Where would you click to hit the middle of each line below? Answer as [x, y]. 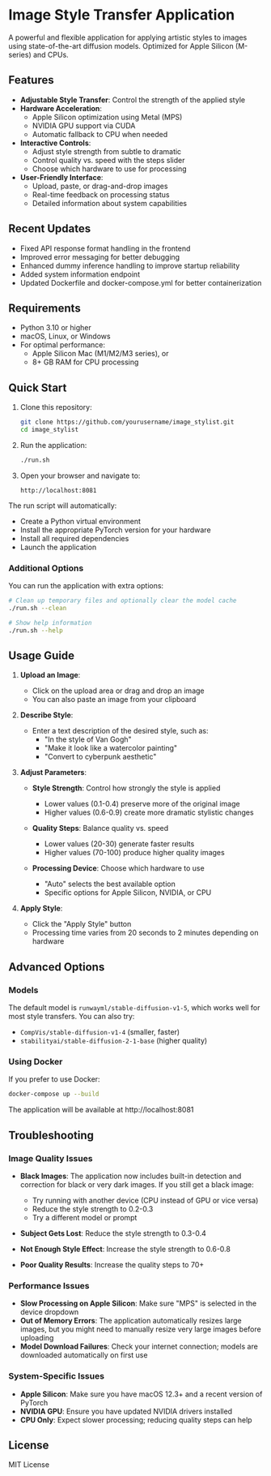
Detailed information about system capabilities [110, 203]
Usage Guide [42, 656]
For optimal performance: [62, 345]
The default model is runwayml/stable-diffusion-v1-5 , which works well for [134, 1008]
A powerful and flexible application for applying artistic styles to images [128, 37]
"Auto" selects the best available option [110, 884]
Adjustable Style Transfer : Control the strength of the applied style [132, 100]
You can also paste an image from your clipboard [114, 699]
